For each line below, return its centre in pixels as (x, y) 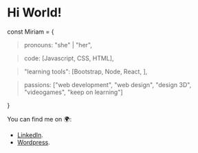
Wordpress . (33, 142)
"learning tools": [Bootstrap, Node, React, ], (86, 71)
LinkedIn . (30, 134)
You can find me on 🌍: (40, 119)
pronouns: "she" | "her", (58, 45)
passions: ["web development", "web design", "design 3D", (108, 84)
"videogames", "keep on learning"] (73, 92)
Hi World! (34, 13)
